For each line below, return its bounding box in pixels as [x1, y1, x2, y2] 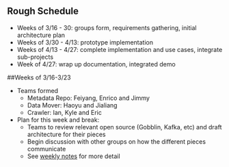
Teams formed [16, 86, 59, 94]
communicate [27, 144, 66, 153]
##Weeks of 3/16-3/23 [7, 73, 71, 81]
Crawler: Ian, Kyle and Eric [27, 108, 103, 116]
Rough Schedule [7, 5, 79, 17]
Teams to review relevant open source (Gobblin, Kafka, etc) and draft [27, 123, 222, 131]
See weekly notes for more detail [27, 152, 121, 160]
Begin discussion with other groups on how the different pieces [27, 137, 206, 146]
